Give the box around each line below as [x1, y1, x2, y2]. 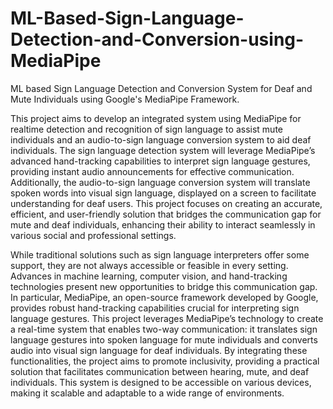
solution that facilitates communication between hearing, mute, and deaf [10, 365, 310, 377]
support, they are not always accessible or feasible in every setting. [10, 259, 289, 271]
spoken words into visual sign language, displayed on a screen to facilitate [10, 187, 317, 199]
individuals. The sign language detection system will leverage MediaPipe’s [10, 144, 316, 156]
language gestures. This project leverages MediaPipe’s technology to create [10, 312, 324, 324]
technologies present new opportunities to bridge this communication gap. [10, 280, 318, 292]
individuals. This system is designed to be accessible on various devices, [10, 376, 312, 388]
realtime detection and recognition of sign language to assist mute [10, 123, 283, 135]
